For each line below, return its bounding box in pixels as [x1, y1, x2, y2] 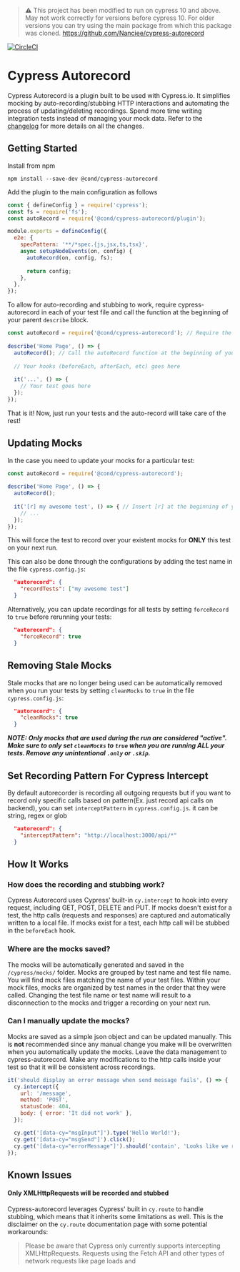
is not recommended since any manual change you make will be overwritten [7, 1040, 232, 1048]
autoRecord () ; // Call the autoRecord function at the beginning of [14, 349, 222, 357]
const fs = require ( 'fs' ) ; [7, 208, 88, 215]
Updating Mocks [7, 437, 83, 449]
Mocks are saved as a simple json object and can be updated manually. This [7, 1032, 232, 1040]
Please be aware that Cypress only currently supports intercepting [24, 1241, 221, 1250]
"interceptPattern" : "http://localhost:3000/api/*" [20, 832, 177, 839]
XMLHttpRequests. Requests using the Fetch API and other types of [24, 1249, 225, 1258]
